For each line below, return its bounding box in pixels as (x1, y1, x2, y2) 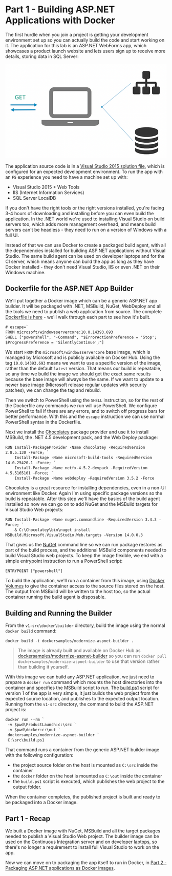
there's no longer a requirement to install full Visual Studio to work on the (5, 844, 160, 850)
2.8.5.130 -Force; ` (5, 450, 50, 455)
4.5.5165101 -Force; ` (5, 471, 54, 476)
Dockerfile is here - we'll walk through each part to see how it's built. (5, 314, 151, 320)
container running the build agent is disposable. (5, 594, 106, 600)
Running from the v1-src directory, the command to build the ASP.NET (5, 701, 154, 707)
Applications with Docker (5, 14, 115, 26)
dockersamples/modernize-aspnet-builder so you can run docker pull (17, 653, 167, 659)
